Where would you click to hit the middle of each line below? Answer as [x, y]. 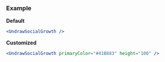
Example [19, 8]
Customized [21, 43]
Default [15, 21]
